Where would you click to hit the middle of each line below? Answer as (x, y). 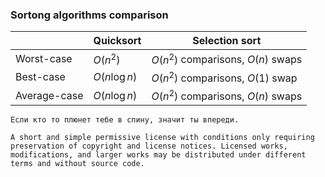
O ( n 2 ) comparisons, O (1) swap (224, 77)
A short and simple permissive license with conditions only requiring (162, 138)
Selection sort (227, 41)
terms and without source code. (77, 164)
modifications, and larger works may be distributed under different (158, 155)
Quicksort (117, 41)
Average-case (49, 95)
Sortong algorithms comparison (89, 15)
